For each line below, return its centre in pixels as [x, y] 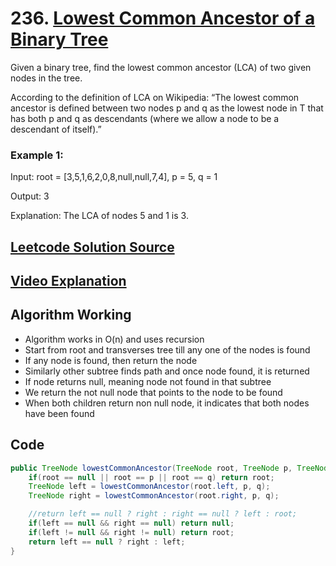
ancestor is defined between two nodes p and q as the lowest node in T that [167, 108]
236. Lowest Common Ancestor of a [163, 18]
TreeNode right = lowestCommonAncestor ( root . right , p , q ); [154, 496]
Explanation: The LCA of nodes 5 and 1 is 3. [99, 216]
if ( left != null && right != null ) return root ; [131, 532]
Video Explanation [68, 281]
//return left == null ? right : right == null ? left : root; [163, 514]
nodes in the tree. [46, 78]
